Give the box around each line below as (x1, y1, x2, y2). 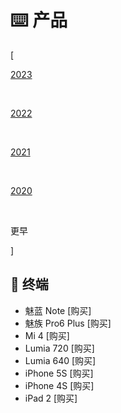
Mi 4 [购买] (24, 329, 70, 341)
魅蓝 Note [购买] (24, 304, 92, 316)
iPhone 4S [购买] (24, 379, 95, 391)
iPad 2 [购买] (24, 392, 78, 404)
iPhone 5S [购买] (24, 367, 94, 379)
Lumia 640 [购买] (24, 354, 97, 366)
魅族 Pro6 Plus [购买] (24, 317, 112, 329)
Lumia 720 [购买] (24, 342, 95, 354)
